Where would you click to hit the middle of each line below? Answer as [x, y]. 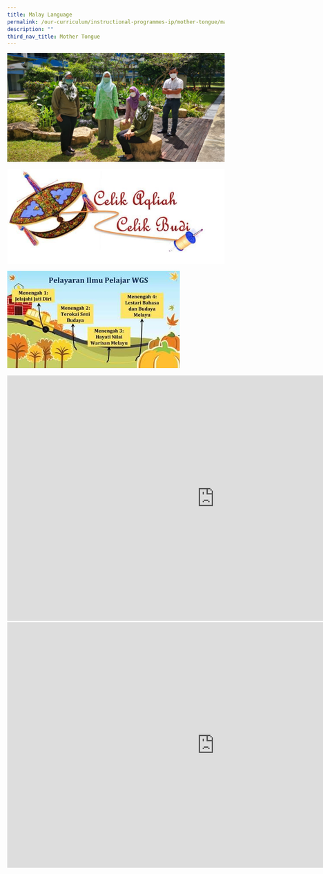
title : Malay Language [40, 14]
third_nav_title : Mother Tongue [53, 37]
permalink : [23, 22]
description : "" [30, 29]
